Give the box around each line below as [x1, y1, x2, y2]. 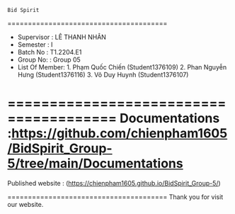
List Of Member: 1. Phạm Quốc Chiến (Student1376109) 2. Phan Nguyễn [17, 63, 227, 71]
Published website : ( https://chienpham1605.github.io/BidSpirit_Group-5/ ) [7, 179, 221, 187]
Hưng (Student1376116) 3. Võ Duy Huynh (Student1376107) [17, 71, 189, 79]
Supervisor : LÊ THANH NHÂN [17, 33, 106, 41]
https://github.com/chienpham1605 [11, 125, 228, 142]
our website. [7, 200, 44, 208]
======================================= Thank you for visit [7, 192, 224, 201]
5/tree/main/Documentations [7, 156, 183, 171]
